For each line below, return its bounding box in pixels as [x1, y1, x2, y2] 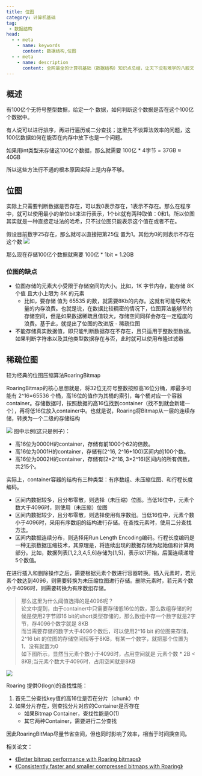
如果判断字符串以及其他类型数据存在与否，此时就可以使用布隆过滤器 [14, 335, 184, 342]
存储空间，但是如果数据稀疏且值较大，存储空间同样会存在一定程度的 [23, 312, 193, 320]
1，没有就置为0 [20, 643, 59, 650]
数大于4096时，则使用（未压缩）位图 [14, 504, 108, 511]
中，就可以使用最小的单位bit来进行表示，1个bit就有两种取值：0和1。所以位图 [6, 210, 195, 217]
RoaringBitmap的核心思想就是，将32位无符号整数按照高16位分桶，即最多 [6, 385, 186, 392]
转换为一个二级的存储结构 [16, 415, 80, 422]
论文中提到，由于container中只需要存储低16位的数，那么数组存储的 [20, 605, 188, 612]
